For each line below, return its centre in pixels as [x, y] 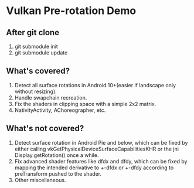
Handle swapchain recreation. [51, 97]
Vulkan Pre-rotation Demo [71, 11]
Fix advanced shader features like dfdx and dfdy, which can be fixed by [101, 161]
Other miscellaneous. [40, 180]
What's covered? [38, 71]
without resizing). [35, 91]
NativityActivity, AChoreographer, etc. [60, 110]
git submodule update [41, 53]
